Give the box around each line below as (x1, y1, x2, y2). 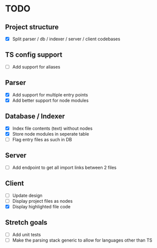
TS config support (5, 51, 63, 59)
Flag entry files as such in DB (12, 136, 72, 142)
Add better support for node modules (12, 97, 89, 103)
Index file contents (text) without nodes (12, 125, 93, 131)
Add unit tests (12, 232, 41, 238)
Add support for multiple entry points (12, 91, 88, 97)
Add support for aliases (12, 64, 60, 70)
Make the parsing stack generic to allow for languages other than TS (12, 237, 153, 243)
